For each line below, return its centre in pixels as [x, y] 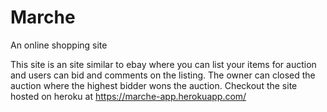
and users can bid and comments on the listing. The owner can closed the [163, 75]
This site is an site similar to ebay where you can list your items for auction [163, 64]
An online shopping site [59, 45]
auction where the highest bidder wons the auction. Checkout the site [154, 85]
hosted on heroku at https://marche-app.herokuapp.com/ [128, 96]
